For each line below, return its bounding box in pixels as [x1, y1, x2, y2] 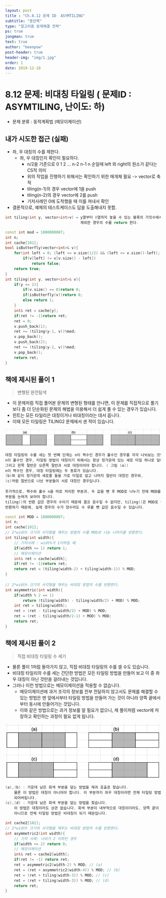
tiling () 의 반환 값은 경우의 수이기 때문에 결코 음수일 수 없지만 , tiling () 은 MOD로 [5, 500, 159, 505]
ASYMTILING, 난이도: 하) [5, 102, 105, 112]
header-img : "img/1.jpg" [5, 55, 56, 60]
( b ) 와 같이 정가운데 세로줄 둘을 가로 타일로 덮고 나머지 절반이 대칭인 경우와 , [5, 473, 143, 478]
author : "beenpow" [5, 45, 43, 50]
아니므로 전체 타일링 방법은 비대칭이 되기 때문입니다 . [14, 811, 108, 816]
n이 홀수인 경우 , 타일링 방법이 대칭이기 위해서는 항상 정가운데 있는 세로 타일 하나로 [5, 457, 155, 463]
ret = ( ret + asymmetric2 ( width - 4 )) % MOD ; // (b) [14, 867, 121, 872]
